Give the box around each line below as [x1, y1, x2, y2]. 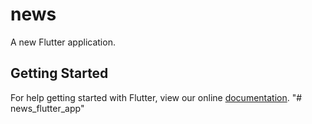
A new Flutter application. [10, 36, 116, 48]
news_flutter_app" [10, 102, 85, 114]
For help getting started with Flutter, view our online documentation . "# [10, 91, 303, 103]
